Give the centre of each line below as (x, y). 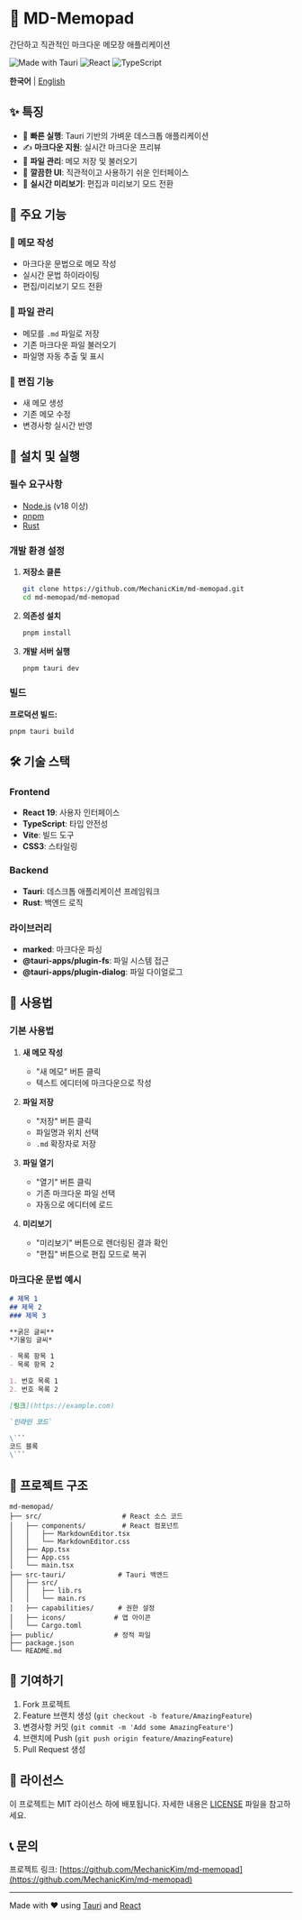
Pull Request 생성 (54, 1749)
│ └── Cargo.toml (46, 1626)
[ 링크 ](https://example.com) (62, 1405)
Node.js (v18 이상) (55, 506)
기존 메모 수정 (46, 415)
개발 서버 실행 (46, 651)
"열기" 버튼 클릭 (63, 1182)
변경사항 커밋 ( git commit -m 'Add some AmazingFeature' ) (128, 1726)
